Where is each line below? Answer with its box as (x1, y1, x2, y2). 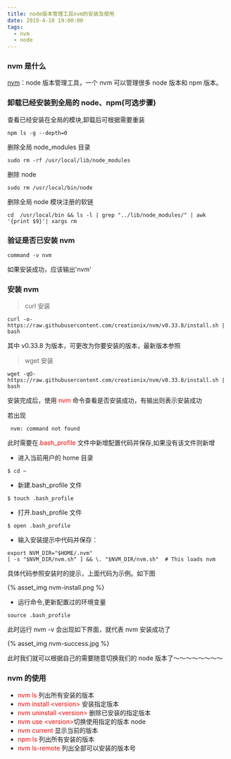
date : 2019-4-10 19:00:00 (7, 17, 83, 24)
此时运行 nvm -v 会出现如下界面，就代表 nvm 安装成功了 (7, 626, 171, 634)
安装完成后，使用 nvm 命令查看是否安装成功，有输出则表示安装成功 (7, 396, 203, 405)
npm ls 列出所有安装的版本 (17, 735, 95, 743)
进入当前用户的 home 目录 (17, 453, 94, 462)
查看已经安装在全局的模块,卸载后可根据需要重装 (7, 115, 146, 124)
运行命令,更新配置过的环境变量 (17, 598, 106, 606)
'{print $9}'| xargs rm (7, 217, 77, 225)
